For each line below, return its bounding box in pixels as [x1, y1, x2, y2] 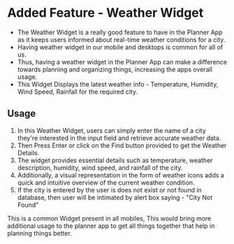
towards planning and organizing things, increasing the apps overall [17, 65, 213, 73]
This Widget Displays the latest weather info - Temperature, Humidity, [17, 80, 219, 88]
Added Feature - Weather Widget [7, 5, 204, 21]
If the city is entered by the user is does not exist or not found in [17, 185, 203, 194]
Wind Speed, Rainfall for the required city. [17, 87, 138, 96]
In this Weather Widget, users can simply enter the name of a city [17, 126, 206, 134]
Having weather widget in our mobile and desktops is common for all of [17, 43, 224, 51]
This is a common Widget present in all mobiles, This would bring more [7, 214, 212, 222]
